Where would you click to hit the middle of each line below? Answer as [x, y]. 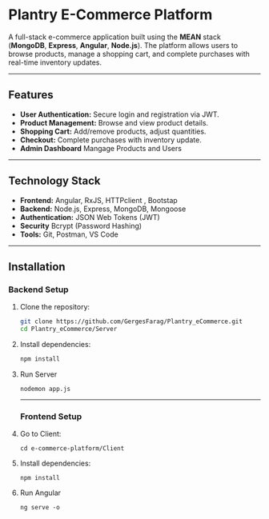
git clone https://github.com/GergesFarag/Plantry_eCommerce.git [131, 321]
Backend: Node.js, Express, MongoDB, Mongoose [103, 209]
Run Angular [40, 493]
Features [31, 95]
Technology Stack [54, 181]
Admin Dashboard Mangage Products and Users [101, 148]
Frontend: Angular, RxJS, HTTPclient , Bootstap [98, 200]
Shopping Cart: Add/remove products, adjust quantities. [113, 131]
